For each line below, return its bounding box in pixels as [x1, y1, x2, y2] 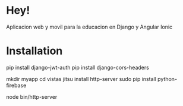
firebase [6, 82, 27, 89]
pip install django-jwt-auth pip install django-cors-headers [6, 64, 150, 71]
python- [157, 75, 177, 82]
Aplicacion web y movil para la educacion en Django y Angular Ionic [6, 23, 173, 30]
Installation [6, 44, 63, 58]
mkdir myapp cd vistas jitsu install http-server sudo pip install [6, 75, 156, 82]
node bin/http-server [6, 93, 58, 100]
